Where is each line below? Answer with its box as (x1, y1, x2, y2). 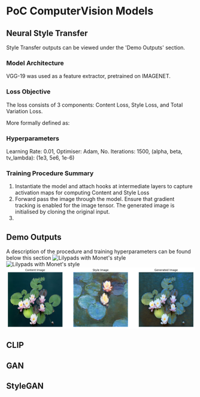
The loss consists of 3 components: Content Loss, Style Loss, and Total (6, 101, 183, 109)
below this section (6, 254, 51, 261)
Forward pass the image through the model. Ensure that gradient (14, 196, 175, 203)
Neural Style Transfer (6, 28, 88, 38)
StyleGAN (6, 381, 44, 391)
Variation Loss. (6, 107, 43, 115)
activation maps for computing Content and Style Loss (14, 189, 150, 196)
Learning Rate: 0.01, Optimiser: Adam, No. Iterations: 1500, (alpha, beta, (6, 148, 183, 155)
